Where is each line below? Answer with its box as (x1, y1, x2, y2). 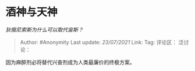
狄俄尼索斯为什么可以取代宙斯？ (5, 26, 83, 33)
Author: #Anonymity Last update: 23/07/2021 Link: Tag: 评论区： (19, 38, 178, 46)
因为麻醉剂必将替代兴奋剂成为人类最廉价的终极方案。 (5, 59, 135, 66)
